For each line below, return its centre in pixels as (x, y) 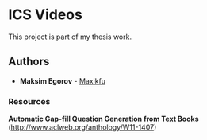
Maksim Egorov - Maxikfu (62, 80)
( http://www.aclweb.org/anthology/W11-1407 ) (82, 127)
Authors (29, 62)
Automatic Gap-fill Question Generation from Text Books (103, 119)
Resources (29, 101)
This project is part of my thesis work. (70, 37)
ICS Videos (46, 15)
